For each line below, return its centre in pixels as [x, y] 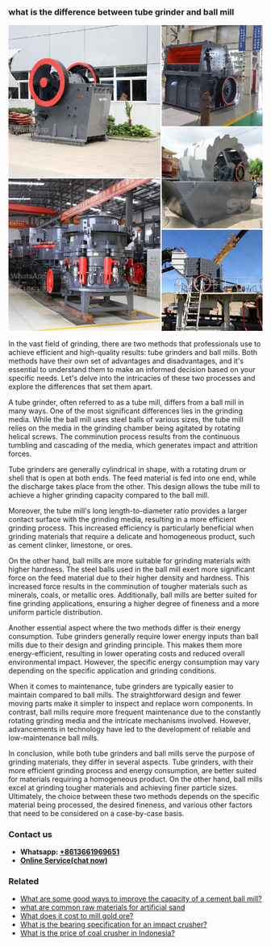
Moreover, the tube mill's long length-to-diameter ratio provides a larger [128, 510]
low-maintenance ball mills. [54, 738]
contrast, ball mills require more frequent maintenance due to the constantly [135, 712]
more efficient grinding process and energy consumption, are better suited [132, 770]
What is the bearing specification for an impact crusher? [113, 925]
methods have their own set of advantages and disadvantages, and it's [126, 361]
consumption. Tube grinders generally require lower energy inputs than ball [133, 636]
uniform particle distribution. [56, 612]
